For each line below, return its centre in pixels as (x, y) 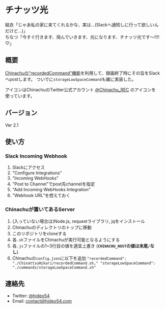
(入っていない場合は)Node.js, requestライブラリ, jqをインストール (79, 221)
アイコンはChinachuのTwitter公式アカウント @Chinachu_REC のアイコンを (81, 90)
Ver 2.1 (12, 125)
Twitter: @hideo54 (31, 296)
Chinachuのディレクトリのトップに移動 (52, 227)
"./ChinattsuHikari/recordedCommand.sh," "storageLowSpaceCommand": (84, 263)
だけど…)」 (16, 31)
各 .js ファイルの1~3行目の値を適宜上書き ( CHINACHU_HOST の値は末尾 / (81, 246)
